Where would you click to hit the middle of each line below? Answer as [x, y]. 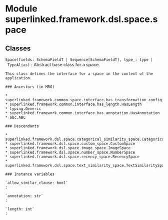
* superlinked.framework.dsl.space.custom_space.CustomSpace [70, 144]
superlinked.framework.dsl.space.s [81, 19]
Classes [18, 48]
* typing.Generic [23, 109]
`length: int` [20, 209]
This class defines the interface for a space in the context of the [79, 74]
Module [21, 9]
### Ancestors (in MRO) [30, 87]
